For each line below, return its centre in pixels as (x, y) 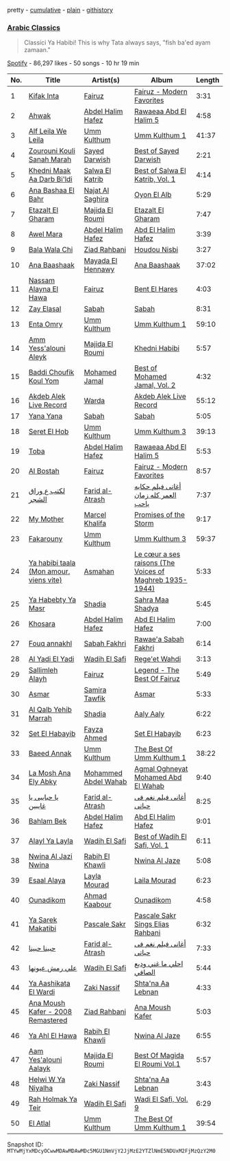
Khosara (42, 624)
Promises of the (159, 515)
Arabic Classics (34, 27)
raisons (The (155, 563)
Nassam (42, 281)
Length (208, 80)
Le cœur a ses (157, 554)
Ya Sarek (43, 920)
